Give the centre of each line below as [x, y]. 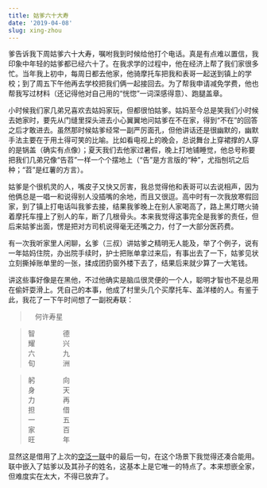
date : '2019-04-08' [41, 23]
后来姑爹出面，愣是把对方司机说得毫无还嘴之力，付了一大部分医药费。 [123, 226]
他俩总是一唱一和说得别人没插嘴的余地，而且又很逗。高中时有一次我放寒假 [130, 197]
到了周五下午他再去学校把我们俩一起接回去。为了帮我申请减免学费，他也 [140, 83]
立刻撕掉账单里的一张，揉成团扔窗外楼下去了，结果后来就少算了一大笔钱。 [130, 263]
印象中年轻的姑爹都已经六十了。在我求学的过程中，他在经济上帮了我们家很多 [133, 63]
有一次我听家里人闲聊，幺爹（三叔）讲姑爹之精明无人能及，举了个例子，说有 [133, 244]
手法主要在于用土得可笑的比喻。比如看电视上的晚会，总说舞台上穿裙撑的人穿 [133, 140]
